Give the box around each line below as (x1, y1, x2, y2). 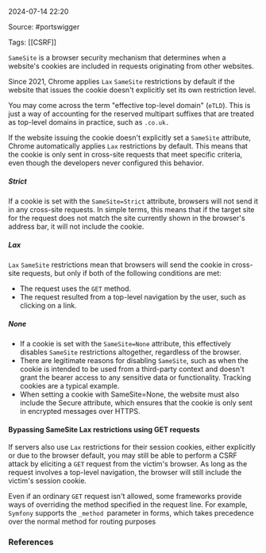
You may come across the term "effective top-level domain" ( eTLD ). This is (8, 101, 251, 110)
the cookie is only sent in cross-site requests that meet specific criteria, (8, 150, 243, 159)
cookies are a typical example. (19, 381, 120, 390)
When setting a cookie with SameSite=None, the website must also (19, 389, 240, 399)
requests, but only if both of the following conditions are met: (21, 268, 222, 277)
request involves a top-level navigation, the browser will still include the (8, 468, 242, 478)
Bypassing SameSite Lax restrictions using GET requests (8, 424, 200, 434)
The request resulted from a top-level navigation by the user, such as (19, 292, 246, 301)
